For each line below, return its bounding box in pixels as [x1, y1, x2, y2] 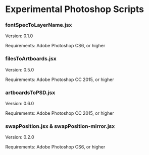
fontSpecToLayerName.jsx [5, 22, 72, 29]
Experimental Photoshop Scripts [5, 4, 144, 15]
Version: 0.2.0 [5, 134, 34, 140]
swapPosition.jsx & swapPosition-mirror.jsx [5, 123, 115, 129]
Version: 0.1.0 [5, 33, 33, 39]
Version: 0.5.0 [5, 66, 34, 72]
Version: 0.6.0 [5, 101, 34, 107]
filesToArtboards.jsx [5, 55, 57, 62]
